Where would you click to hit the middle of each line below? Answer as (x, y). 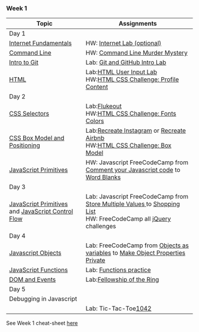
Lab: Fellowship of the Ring (122, 280)
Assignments (137, 24)
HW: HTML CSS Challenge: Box (129, 145)
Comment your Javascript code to (133, 170)
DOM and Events (33, 280)
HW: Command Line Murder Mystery (137, 53)
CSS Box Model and (37, 138)
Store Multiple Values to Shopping (133, 204)
